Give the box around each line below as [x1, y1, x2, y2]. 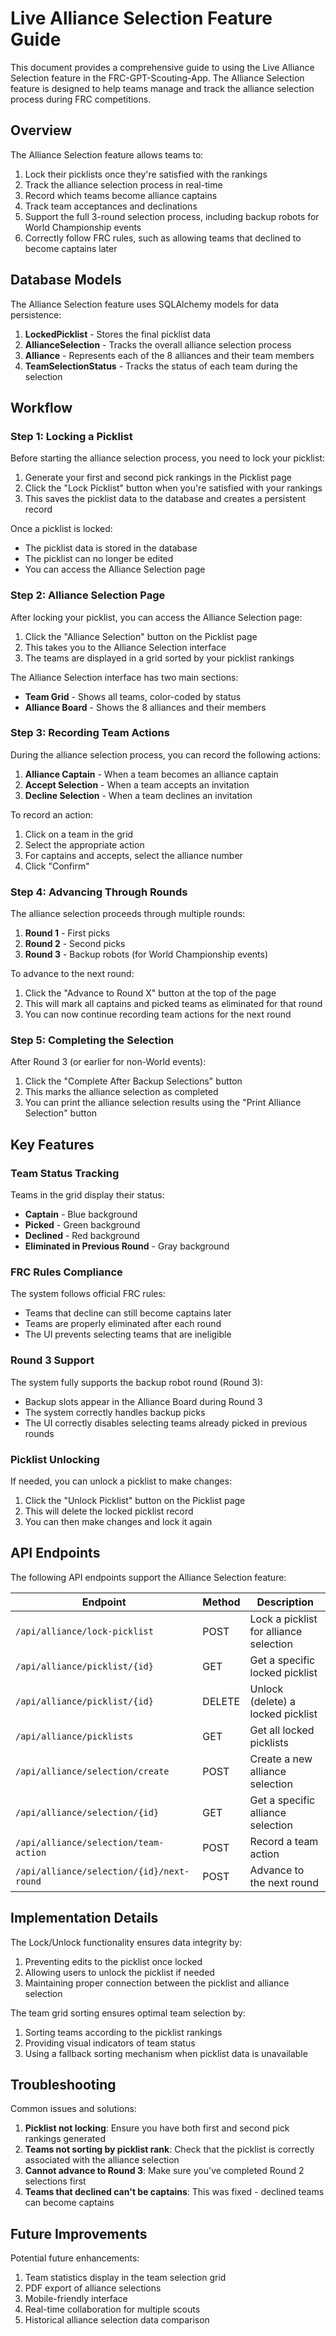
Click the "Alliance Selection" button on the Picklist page [24, 630, 258, 642]
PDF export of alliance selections [24, 2282, 162, 2294]
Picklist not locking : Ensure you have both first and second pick [24, 2122, 290, 2134]
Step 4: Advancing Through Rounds [10, 885, 188, 899]
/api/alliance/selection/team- [15, 1837, 165, 1848]
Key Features [10, 1136, 95, 1153]
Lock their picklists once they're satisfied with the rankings [24, 168, 268, 180]
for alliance [249, 1624, 303, 1638]
